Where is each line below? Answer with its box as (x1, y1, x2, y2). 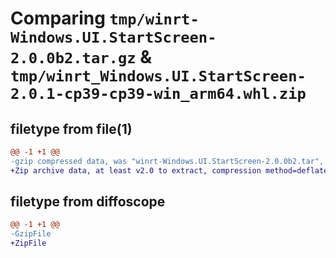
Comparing (10, 7, 106, 30)
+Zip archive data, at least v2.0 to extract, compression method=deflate (10, 165, 329, 176)
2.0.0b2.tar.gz (10, 49, 137, 68)
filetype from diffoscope (10, 193, 166, 211)
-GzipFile (10, 229, 52, 239)
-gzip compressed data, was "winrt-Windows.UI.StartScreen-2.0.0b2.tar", (10, 156, 325, 166)
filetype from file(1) (10, 120, 133, 137)
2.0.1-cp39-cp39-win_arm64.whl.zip (10, 85, 307, 104)
